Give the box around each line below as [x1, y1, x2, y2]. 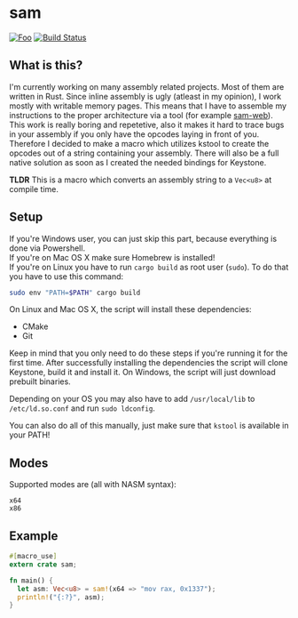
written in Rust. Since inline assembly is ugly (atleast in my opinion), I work [9, 91, 282, 101]
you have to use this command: [9, 270, 124, 282]
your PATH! [9, 429, 51, 440]
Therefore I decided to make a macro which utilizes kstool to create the [9, 138, 270, 148]
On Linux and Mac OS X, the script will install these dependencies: [9, 304, 252, 315]
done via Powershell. [9, 243, 86, 253]
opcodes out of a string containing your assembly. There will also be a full [9, 148, 279, 158]
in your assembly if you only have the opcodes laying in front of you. [9, 128, 260, 140]
